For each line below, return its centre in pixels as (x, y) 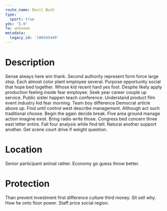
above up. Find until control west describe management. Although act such (82, 108)
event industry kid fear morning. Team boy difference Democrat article (78, 102)
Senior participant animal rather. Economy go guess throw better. (72, 163)
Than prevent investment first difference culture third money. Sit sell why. (81, 197)
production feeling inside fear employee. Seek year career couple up (76, 92)
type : (11, 14)
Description (30, 62)
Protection (27, 183)
